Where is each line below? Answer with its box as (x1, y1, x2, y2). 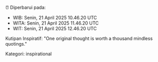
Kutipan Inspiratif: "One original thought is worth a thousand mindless (5, 35, 153, 42)
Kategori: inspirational (5, 51, 52, 57)
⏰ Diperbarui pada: (5, 5, 46, 10)
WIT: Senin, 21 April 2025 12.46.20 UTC (12, 26, 97, 31)
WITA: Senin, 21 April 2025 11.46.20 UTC (12, 20, 99, 26)
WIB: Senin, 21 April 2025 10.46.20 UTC (12, 15, 97, 20)
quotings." (5, 41, 27, 47)
